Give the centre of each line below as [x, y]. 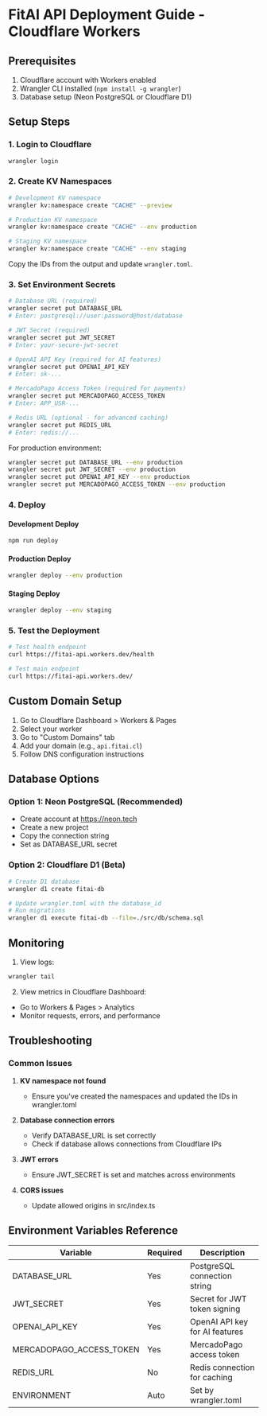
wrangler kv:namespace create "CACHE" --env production [103, 227]
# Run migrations [37, 911]
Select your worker [51, 729]
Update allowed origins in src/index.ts [93, 1205]
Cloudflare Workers [74, 31]
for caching [211, 1378]
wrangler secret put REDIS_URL [60, 425]
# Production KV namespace [53, 220]
